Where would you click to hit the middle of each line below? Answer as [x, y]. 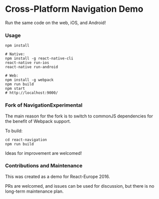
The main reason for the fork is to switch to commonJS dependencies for [79, 116]
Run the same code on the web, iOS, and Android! [56, 23]
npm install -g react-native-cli [39, 58]
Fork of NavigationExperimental [44, 105]
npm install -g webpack [29, 80]
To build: [14, 131]
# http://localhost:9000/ [31, 93]
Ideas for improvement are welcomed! [43, 153]
